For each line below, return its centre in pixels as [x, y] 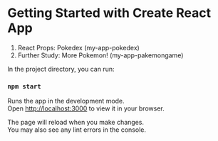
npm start [24, 86]
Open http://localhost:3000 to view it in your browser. [86, 108]
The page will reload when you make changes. [76, 123]
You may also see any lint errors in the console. [77, 130]
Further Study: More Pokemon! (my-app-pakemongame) [100, 55]
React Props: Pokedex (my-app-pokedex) [79, 47]
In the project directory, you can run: [61, 69]
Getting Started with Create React [109, 13]
